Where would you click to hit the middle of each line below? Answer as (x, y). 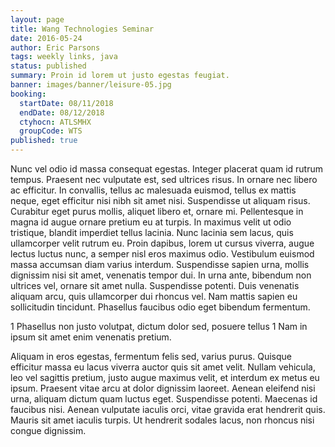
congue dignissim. (48, 430)
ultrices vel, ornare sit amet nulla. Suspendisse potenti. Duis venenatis (155, 285)
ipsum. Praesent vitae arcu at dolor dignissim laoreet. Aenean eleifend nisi (163, 388)
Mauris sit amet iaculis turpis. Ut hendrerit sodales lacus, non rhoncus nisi (162, 420)
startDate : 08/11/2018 (66, 103)
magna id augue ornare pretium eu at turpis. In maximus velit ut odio (151, 222)
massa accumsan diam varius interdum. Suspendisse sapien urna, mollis (160, 264)
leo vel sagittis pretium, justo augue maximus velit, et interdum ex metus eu (165, 377)
